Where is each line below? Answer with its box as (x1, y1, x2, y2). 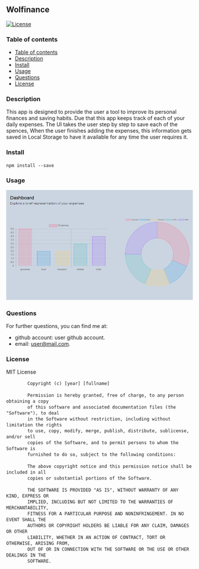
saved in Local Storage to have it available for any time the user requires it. (6, 133, 188, 141)
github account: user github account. (14, 334, 105, 341)
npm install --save (6, 162, 54, 168)
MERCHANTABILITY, (6, 505, 49, 511)
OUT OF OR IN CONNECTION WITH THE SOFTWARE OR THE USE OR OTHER (27, 547, 190, 552)
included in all (6, 470, 46, 475)
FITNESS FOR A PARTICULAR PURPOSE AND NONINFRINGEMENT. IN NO (27, 511, 184, 517)
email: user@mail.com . (14, 340, 71, 348)
